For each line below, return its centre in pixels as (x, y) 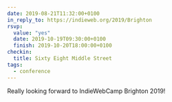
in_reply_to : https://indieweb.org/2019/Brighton (80, 20)
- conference (32, 71)
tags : (15, 65)
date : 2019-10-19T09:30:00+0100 (60, 39)
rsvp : (15, 26)
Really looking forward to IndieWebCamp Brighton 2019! (86, 91)
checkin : (20, 52)
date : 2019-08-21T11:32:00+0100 (53, 13)
